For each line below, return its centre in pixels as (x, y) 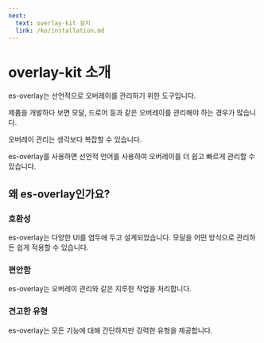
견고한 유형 (28, 311)
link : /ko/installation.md (60, 30)
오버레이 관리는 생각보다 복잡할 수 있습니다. (75, 139)
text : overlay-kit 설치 (53, 23)
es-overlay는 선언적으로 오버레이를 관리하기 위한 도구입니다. (102, 95)
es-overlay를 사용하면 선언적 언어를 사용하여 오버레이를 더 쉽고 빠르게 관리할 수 (132, 157)
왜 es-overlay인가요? (59, 194)
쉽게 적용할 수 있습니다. (52, 247)
